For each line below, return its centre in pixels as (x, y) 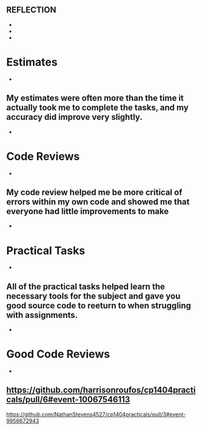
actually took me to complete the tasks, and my (98, 108)
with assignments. (42, 315)
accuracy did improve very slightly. (74, 117)
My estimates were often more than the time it (95, 98)
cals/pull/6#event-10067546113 (68, 400)
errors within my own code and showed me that (98, 202)
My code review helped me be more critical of (94, 192)
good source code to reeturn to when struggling (99, 306)
